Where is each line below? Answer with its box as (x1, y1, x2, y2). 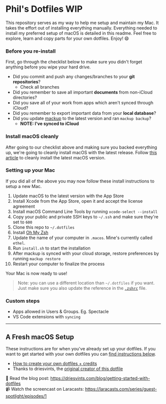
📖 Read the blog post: (5, 375, 50, 381)
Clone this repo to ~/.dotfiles (12, 224, 75, 230)
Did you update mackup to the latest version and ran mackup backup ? (12, 116, 152, 122)
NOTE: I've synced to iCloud (20, 121, 79, 126)
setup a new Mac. (5, 183, 42, 189)
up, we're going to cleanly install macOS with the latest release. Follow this (5, 149, 157, 155)
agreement (12, 203, 35, 209)
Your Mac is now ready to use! (5, 270, 67, 276)
